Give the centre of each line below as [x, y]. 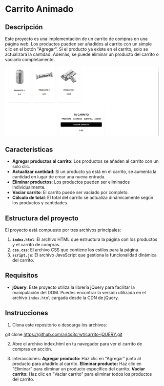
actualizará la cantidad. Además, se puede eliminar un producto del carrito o [82, 54]
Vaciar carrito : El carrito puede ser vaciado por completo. [71, 193]
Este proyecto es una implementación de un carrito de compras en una [76, 39]
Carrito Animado [40, 9]
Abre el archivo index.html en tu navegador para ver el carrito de [77, 343]
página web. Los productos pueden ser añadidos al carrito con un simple [79, 44]
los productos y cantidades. [40, 203]
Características [29, 149]
